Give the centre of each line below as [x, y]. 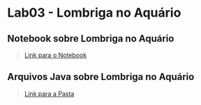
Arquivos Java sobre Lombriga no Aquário [101, 77]
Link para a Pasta [49, 94]
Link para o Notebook [55, 55]
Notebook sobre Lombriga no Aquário [91, 39]
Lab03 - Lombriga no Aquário [94, 13]
